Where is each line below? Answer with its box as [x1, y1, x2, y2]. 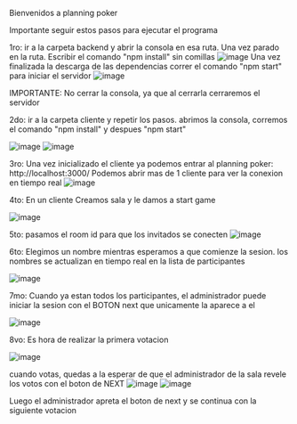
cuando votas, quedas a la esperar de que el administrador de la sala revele [9, 369, 287, 379]
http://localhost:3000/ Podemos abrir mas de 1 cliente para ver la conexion [9, 168, 284, 178]
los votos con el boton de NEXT [9, 379, 125, 388]
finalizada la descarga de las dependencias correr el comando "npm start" [9, 61, 283, 71]
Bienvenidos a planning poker [9, 8, 118, 18]
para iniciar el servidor [9, 70, 92, 81]
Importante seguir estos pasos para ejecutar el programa [9, 25, 218, 35]
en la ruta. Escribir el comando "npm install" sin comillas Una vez [9, 52, 281, 61]
